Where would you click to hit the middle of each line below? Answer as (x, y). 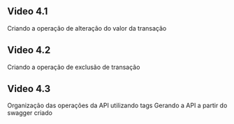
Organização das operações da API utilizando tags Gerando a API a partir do (117, 106)
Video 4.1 (28, 11)
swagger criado (30, 113)
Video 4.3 (29, 89)
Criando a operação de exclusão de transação (74, 67)
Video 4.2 (29, 51)
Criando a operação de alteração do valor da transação (87, 28)
